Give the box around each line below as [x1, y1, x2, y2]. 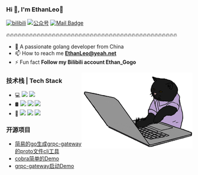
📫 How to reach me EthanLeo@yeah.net [14, 50, 116, 57]
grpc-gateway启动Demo [14, 162, 74, 169]
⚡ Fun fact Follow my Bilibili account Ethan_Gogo [14, 59, 137, 66]
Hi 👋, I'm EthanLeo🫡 [6, 5, 64, 14]
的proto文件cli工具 [14, 147, 60, 154]
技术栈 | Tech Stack [6, 77, 63, 85]
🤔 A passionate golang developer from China [14, 43, 124, 50]
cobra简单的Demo [14, 155, 59, 162]
